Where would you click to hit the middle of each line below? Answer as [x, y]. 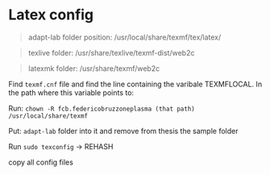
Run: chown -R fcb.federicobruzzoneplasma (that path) [102, 108]
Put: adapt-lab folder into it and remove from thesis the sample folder [123, 131]
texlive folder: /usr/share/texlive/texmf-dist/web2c [111, 52]
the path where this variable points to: [71, 92]
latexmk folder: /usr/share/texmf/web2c [94, 68]
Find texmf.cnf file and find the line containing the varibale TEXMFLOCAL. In [135, 84]
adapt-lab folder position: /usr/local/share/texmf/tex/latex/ [125, 37]
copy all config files [41, 162]
